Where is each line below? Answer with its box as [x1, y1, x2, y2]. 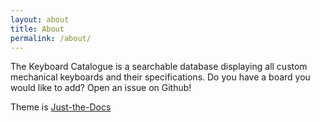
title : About [10, 24, 65, 34]
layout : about [10, 14, 70, 25]
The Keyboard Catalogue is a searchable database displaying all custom [10, 61, 308, 73]
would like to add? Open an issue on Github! [10, 82, 192, 94]
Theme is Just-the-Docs [10, 101, 112, 113]
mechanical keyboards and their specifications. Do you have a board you [10, 71, 311, 83]
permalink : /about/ [10, 33, 92, 43]
